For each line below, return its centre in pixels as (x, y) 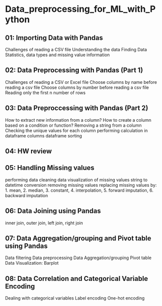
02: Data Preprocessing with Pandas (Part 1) (74, 70)
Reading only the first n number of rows (45, 93)
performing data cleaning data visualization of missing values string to (76, 180)
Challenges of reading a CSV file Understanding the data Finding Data (76, 50)
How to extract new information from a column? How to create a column (78, 120)
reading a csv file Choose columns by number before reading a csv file (77, 87)
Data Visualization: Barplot (32, 263)
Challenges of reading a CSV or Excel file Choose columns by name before (81, 82)
